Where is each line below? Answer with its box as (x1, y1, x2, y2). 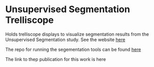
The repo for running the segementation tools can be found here (5, 46, 141, 52)
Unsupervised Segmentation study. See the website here (5, 37, 125, 43)
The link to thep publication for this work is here (5, 56, 106, 62)
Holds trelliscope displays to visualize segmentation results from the (5, 31, 149, 37)
